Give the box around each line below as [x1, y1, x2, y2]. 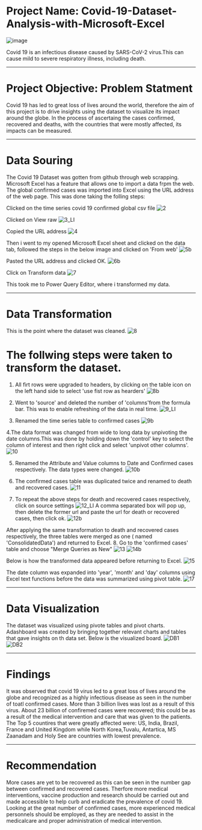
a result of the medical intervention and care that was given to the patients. [6, 713, 192, 720]
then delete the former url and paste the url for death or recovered [14, 508, 179, 515]
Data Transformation [6, 308, 112, 321]
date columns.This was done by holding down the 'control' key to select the [6, 435, 194, 442]
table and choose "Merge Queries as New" [6, 545, 112, 552]
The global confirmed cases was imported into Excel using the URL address [6, 186, 194, 194]
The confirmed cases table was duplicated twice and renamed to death [14, 477, 192, 484]
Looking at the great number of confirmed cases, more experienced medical [6, 804, 195, 811]
